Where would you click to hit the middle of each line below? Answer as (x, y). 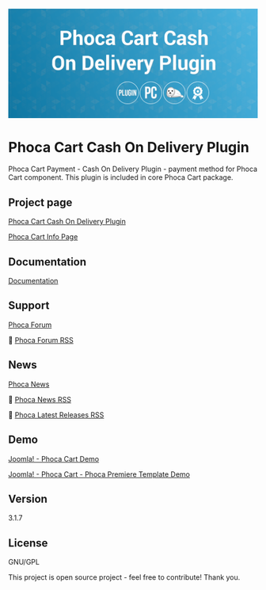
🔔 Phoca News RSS (40, 399)
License (28, 543)
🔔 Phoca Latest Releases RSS (56, 415)
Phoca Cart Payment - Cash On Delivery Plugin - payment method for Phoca (133, 169)
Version (28, 499)
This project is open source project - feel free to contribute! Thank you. (124, 577)
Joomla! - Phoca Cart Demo (54, 459)
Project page (40, 202)
